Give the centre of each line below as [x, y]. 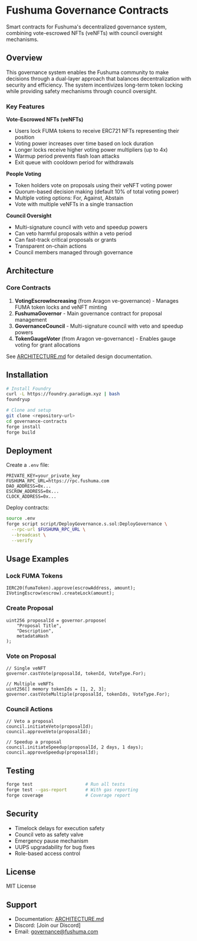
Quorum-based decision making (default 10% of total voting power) [97, 192]
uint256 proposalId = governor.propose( [57, 620]
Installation [27, 375]
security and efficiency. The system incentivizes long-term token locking [94, 85]
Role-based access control [47, 853]
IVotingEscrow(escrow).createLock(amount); [60, 593]
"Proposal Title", [39, 626]
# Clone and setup [29, 410]
